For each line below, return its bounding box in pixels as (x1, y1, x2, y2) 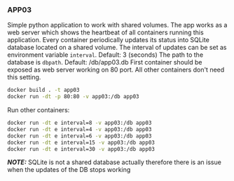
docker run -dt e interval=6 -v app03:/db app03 (7, 132, 152, 140)
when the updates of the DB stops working (7, 166, 131, 174)
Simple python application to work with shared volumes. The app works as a (7, 21, 228, 29)
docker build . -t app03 (7, 86, 80, 94)
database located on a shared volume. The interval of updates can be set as (7, 43, 227, 52)
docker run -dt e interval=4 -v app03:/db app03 (7, 126, 152, 133)
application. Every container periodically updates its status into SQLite (7, 36, 210, 44)
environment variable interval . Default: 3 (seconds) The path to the (7, 51, 204, 59)
